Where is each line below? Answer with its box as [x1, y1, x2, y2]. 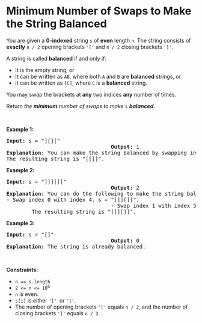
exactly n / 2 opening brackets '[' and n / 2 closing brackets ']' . [6, 43, 174, 50]
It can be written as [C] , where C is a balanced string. [14, 79, 147, 86]
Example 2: [6, 166, 35, 174]
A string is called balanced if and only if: [6, 55, 107, 62]
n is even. [14, 290, 39, 298]
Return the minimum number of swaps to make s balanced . [6, 102, 155, 109]
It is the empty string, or [14, 66, 75, 73]
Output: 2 [111, 184, 140, 191]
